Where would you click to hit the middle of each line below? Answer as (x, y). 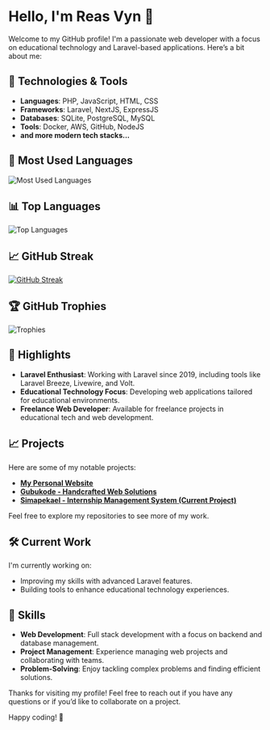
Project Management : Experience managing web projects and (124, 652)
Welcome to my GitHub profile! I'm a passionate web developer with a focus (134, 39)
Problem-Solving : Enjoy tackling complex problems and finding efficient (140, 669)
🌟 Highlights (39, 355)
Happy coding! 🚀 (36, 717)
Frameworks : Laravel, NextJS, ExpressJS (89, 109)
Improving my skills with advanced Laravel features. (106, 581)
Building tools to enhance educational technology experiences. (125, 589)
